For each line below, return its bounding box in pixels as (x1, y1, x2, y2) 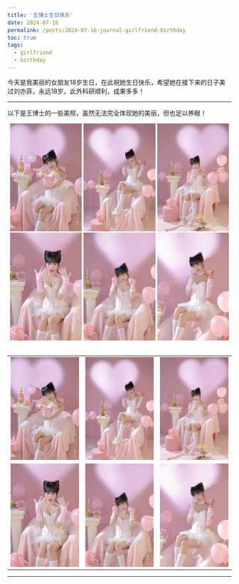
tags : (7, 41, 23, 49)
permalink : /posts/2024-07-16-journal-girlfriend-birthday (7, 26, 186, 34)
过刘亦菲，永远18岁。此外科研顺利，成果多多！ (7, 86, 145, 96)
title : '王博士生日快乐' (7, 11, 73, 19)
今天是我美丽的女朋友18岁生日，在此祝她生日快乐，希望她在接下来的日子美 (7, 78, 226, 86)
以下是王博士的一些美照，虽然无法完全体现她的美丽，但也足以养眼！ (7, 108, 207, 117)
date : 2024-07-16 (7, 19, 59, 26)
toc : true (7, 34, 37, 41)
